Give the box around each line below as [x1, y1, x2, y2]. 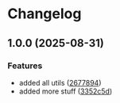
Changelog [7, 5, 82, 23]
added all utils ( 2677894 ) [18, 78, 102, 87]
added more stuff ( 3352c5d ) [18, 86, 113, 96]
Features [7, 60, 43, 71]
